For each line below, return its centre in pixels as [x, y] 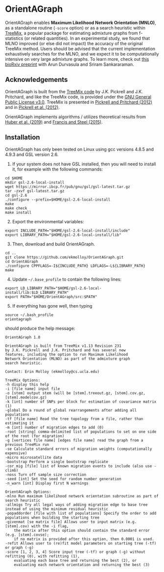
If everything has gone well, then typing [52, 306]
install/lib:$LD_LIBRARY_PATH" [37, 292]
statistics [14, 38]
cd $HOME [14, 178]
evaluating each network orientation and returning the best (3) [82, 565]
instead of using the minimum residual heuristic [57, 509]
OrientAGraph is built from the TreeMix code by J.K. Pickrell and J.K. [74, 91]
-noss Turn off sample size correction [46, 474]
